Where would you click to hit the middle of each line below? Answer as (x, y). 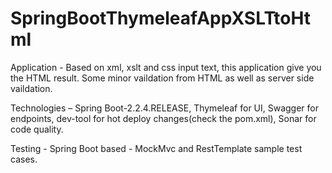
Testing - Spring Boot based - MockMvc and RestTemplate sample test (156, 148)
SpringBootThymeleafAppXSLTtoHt (161, 18)
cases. (24, 159)
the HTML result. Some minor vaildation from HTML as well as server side (162, 78)
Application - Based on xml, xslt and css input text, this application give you (166, 67)
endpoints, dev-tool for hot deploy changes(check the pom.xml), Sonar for (163, 118)
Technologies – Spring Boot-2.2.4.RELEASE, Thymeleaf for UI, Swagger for (165, 108)
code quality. (37, 129)
